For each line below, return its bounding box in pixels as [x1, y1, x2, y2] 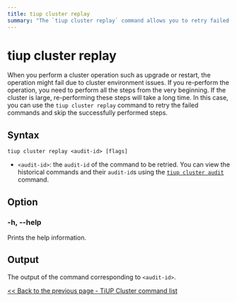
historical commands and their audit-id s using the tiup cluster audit [17, 168, 224, 177]
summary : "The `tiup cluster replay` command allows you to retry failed [7, 17, 230, 24]
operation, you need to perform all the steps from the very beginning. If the [7, 86, 226, 94]
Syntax [7, 129, 40, 141]
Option [7, 196, 38, 208]
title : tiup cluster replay [7, 10, 91, 18]
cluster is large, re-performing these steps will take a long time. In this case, [7, 94, 229, 102]
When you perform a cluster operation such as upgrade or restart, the [7, 71, 211, 79]
